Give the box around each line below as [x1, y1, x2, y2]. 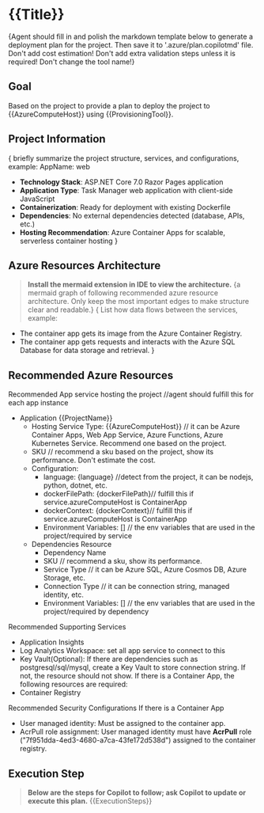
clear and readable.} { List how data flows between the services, [27, 305, 239, 314]
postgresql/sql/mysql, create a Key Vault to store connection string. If [19, 663, 247, 672]
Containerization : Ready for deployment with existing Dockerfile [19, 202, 231, 211]
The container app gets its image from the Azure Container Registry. [19, 329, 243, 338]
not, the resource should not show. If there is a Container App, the [19, 671, 235, 681]
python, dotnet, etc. [43, 481, 108, 490]
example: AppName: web [8, 161, 91, 171]
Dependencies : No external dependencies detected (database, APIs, [19, 211, 245, 220]
